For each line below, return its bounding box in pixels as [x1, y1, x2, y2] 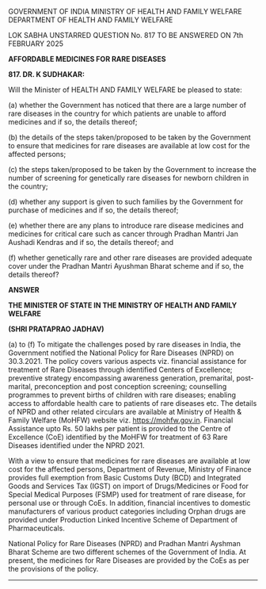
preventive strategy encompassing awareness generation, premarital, [8, 373, 235, 383]
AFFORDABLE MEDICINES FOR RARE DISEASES [8, 55, 166, 63]
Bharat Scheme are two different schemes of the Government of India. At [8, 547, 247, 556]
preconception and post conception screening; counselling [34, 382, 227, 391]
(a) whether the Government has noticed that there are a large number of [8, 101, 247, 109]
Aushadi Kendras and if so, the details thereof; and [8, 238, 174, 247]
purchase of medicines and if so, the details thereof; [8, 205, 179, 215]
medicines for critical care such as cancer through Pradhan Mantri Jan [8, 229, 239, 239]
